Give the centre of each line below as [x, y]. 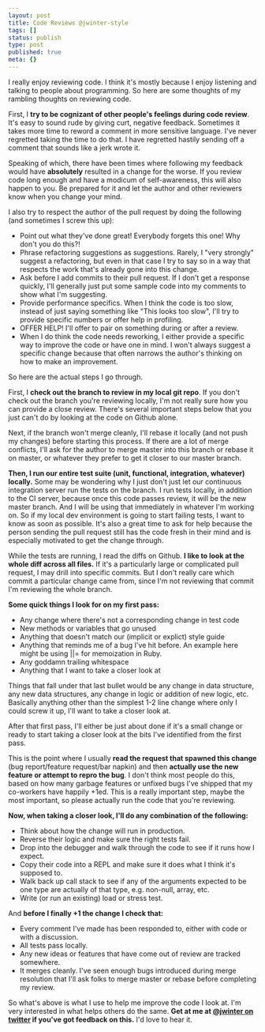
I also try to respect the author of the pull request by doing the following [125, 212]
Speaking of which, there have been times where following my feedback [125, 163]
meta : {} [22, 60]
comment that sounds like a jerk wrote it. [74, 148]
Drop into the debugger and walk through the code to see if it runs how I [137, 847]
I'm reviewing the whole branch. [60, 589]
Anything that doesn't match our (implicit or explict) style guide [122, 636]
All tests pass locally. [54, 945]
